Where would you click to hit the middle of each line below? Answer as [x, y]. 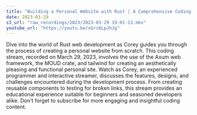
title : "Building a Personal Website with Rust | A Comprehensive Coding [99, 11]
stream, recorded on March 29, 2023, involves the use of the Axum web [93, 57]
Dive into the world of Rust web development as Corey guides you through [97, 45]
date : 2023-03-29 [27, 17]
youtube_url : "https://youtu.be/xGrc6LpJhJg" [63, 28]
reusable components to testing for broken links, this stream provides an [94, 88]
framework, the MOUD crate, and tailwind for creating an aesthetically [91, 63]
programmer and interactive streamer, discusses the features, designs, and [97, 76]
